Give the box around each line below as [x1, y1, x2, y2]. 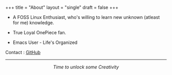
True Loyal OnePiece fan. [12, 30, 67, 35]
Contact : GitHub [5, 49, 41, 55]
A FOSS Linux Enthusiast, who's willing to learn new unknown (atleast [12, 14, 160, 20]
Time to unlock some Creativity [53, 64, 119, 70]
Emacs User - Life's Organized [12, 39, 78, 45]
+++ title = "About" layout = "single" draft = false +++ [5, 5, 119, 10]
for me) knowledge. [12, 20, 54, 26]
